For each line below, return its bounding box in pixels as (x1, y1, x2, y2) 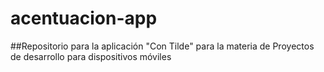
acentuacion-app (10, 7, 158, 30)
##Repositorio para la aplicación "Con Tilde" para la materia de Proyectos (10, 40, 315, 52)
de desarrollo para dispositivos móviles (10, 50, 172, 62)
